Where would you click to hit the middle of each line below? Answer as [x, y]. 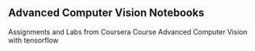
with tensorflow [33, 40]
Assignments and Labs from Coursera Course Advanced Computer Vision [128, 31]
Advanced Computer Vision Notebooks [106, 13]
